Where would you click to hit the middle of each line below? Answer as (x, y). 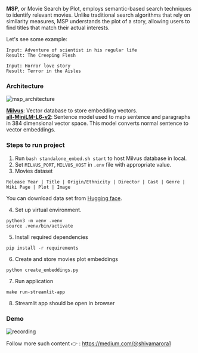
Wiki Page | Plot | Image (38, 187)
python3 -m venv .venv (34, 220)
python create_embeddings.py (42, 270)
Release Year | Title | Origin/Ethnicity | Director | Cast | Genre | (96, 182)
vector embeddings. (31, 130)
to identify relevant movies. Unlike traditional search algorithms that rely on (98, 15)
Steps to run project (35, 145)
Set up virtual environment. (48, 210)
